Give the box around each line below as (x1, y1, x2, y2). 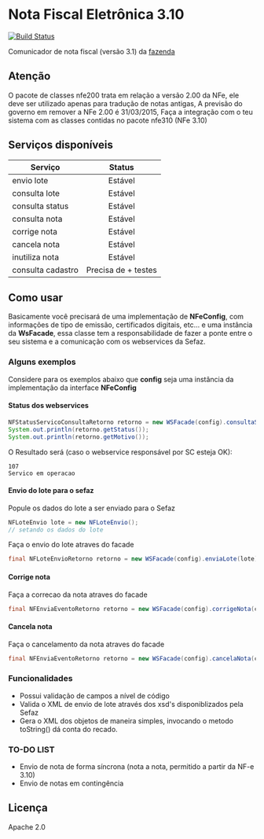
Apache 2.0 (8, 822, 46, 831)
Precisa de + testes (86, 264, 157, 275)
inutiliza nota (12, 252, 60, 263)
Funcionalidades (8, 673, 73, 684)
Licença (8, 801, 49, 815)
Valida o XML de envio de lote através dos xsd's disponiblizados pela (19, 699, 244, 708)
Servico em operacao (8, 469, 76, 477)
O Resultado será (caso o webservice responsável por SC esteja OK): (8, 447, 233, 457)
